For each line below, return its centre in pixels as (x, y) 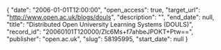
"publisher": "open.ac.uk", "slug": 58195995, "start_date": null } (98, 39)
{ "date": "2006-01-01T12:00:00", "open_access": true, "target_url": (104, 10)
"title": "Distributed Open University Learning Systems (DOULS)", (100, 24)
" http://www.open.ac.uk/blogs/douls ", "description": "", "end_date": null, (110, 17)
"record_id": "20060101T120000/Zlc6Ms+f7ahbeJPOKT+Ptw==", (100, 32)
